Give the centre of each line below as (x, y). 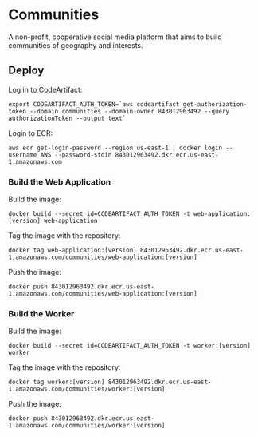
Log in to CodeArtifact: (45, 89)
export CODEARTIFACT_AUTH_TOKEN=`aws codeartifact (94, 104)
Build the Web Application (60, 181)
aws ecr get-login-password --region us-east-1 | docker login (115, 148)
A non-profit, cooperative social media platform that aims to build (115, 37)
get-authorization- (215, 104)
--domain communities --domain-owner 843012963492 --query (129, 111)
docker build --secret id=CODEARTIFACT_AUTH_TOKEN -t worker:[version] (129, 346)
